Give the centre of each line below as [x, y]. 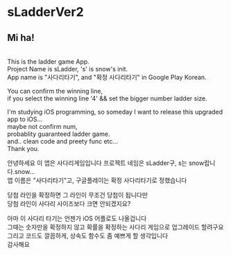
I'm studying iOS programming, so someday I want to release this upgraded [115, 112]
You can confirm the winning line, [55, 91]
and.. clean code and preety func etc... [63, 141]
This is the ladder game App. [49, 62]
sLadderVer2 [46, 12]
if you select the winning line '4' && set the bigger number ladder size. [108, 98]
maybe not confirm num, [42, 126]
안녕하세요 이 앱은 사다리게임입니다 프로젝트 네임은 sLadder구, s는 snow [106, 163]
